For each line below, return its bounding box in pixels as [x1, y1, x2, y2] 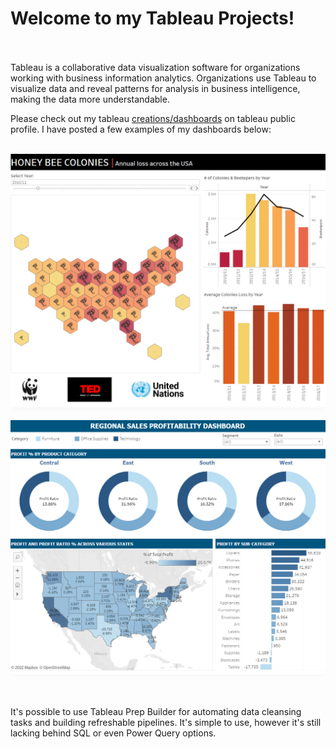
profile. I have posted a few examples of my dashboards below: [10, 123, 272, 135]
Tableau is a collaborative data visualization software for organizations [10, 61, 301, 73]
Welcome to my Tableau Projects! [10, 7, 295, 30]
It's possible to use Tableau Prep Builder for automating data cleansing [10, 706, 302, 718]
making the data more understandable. [10, 93, 170, 105]
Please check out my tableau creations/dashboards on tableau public [10, 112, 296, 124]
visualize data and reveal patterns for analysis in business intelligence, [10, 82, 301, 94]
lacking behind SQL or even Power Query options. [10, 727, 217, 739]
